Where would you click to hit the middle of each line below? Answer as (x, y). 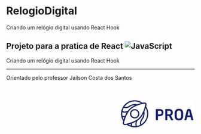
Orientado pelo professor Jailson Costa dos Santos (69, 77)
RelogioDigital (42, 11)
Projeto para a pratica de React (65, 46)
